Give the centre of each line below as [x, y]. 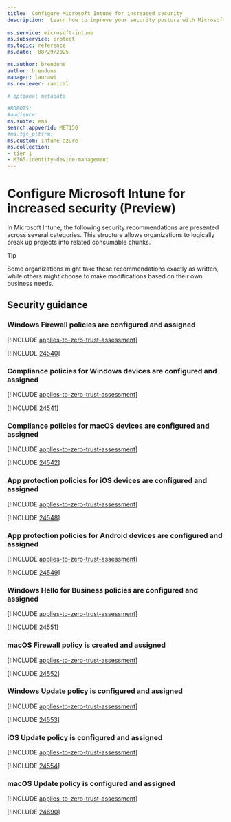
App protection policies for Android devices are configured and [115, 535]
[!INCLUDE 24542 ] [34, 463]
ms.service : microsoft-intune [51, 33]
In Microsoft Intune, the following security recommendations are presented [113, 227]
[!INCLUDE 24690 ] [34, 812]
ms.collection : [29, 147]
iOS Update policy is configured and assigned [85, 737]
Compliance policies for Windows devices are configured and [112, 371]
